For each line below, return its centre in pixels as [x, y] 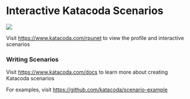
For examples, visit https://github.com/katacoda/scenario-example [87, 90]
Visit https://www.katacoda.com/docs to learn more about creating [87, 72]
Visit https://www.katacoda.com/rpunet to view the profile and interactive [95, 38]
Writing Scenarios [32, 59]
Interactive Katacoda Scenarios [85, 11]
